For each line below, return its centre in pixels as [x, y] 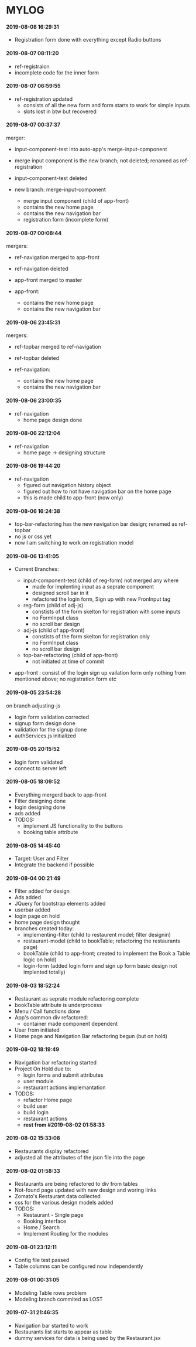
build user [35, 1106]
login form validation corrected [52, 717]
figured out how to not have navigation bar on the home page [97, 491]
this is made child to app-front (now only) [73, 498]
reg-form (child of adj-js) [53, 606]
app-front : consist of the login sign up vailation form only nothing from [100, 673]
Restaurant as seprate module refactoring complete [77, 999]
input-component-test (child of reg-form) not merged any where [101, 580]
